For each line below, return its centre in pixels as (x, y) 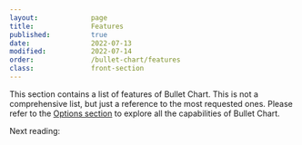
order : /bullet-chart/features (95, 60)
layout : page (58, 18)
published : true (58, 34)
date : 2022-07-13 (70, 43)
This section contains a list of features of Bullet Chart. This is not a (134, 94)
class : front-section (77, 69)
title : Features (67, 26)
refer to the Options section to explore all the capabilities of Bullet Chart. (145, 113)
